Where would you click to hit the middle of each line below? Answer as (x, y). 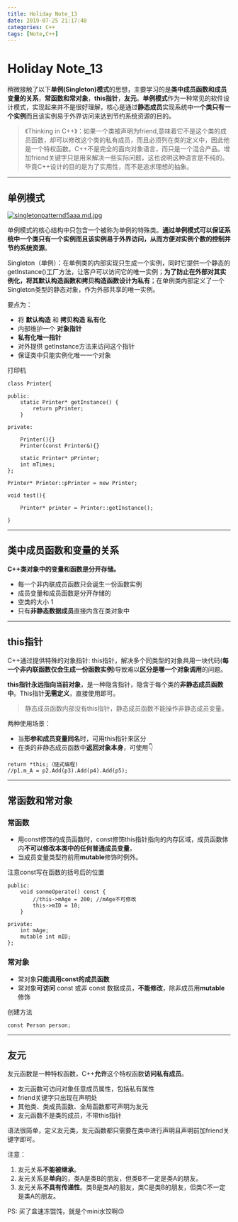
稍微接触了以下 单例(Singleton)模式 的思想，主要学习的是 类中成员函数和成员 (117, 89)
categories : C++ (31, 27)
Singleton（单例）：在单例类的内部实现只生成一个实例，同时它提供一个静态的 (119, 263)
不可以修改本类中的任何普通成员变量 (76, 849)
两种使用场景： (29, 723)
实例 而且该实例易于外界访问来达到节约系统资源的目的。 (94, 116)
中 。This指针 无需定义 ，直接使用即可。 (63, 693)
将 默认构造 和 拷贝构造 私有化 (62, 320)
